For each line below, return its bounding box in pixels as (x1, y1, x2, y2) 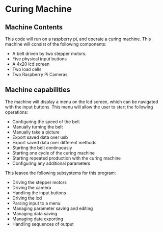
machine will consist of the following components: (5, 41, 107, 47)
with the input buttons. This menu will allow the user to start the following (5, 104, 153, 110)
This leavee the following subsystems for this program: (5, 170, 116, 176)
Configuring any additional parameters (12, 160, 91, 166)
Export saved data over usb (12, 134, 68, 140)
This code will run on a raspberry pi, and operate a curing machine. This (5, 36, 151, 42)
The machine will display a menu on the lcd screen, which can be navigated (5, 99, 159, 104)
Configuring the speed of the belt (12, 119, 80, 125)
